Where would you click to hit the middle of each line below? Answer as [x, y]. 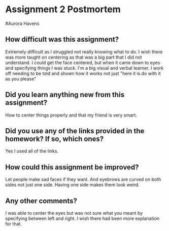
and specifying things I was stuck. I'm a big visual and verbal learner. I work [84, 68]
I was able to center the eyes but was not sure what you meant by [74, 213]
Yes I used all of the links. [32, 151]
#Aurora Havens [22, 23]
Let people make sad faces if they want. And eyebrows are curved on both [83, 180]
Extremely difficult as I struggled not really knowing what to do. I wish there [84, 51]
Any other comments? [41, 201]
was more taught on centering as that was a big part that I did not [74, 57]
